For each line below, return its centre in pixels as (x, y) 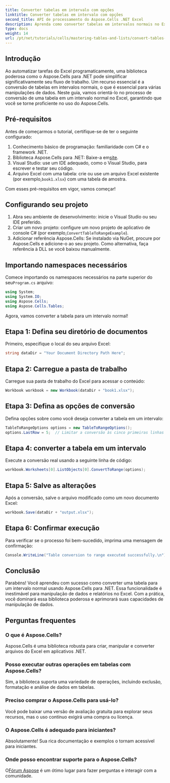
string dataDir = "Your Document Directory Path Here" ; (65, 353)
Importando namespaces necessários (66, 265)
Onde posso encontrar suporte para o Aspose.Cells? (71, 759)
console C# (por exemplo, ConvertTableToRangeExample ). (71, 233)
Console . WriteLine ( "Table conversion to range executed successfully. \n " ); (87, 555)
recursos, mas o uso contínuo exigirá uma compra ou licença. (70, 717)
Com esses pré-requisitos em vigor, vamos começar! (60, 189)
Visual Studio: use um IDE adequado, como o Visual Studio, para (80, 163)
